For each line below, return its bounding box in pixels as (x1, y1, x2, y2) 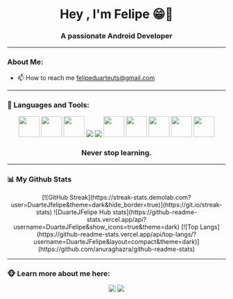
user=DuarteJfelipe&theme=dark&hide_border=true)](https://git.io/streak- (10, 200, 223, 209)
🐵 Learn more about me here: (7, 268, 110, 278)
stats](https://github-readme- (112, 208, 198, 216)
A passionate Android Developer (60, 31, 173, 41)
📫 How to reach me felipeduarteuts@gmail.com (17, 73, 155, 82)
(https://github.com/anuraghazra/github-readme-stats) (37, 245, 196, 253)
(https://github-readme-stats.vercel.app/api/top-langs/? (36, 229, 196, 239)
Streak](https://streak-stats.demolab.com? (69, 193, 191, 201)
